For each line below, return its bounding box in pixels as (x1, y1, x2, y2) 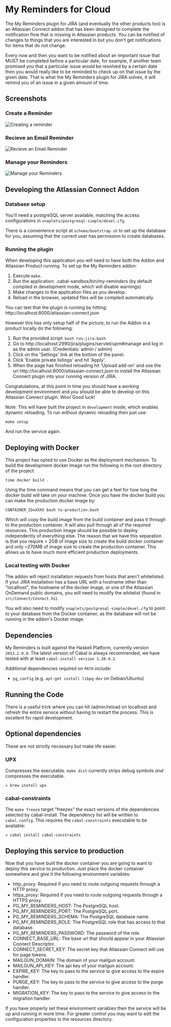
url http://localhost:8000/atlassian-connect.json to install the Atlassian (12, 368, 161, 374)
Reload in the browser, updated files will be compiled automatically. (12, 295, 155, 301)
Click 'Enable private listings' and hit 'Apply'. (12, 357, 106, 363)
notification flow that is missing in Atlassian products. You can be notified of (5, 31, 165, 37)
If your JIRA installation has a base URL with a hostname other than (5, 579, 147, 585)
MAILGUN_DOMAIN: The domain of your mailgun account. (12, 957, 136, 963)
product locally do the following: (5, 325, 73, 332)
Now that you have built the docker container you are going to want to (5, 860, 153, 867)
